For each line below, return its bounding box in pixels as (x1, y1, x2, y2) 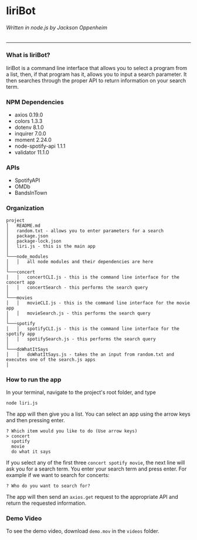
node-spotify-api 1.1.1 (14, 143, 66, 150)
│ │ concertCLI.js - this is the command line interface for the (6, 274, 180, 280)
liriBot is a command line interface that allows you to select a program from (6, 64, 188, 71)
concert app (6, 279, 35, 285)
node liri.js (6, 400, 38, 406)
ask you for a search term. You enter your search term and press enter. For (6, 465, 187, 472)
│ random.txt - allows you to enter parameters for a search (6, 228, 164, 234)
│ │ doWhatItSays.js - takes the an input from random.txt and (6, 352, 175, 357)
